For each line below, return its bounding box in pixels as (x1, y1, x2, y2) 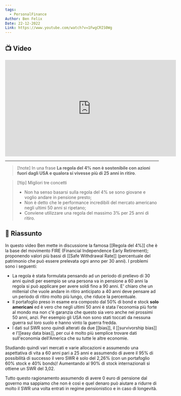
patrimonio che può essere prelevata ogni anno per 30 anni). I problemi (5, 258, 148, 264)
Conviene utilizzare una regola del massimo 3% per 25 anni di (24, 210, 149, 216)
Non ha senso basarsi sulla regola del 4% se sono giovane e (24, 189, 146, 195)
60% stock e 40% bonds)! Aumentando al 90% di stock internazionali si (5, 360, 150, 366)
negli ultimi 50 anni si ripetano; (24, 204, 86, 211)
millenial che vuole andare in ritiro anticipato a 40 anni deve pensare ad (12, 288, 156, 294)
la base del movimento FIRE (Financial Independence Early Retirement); (5, 247, 149, 253)
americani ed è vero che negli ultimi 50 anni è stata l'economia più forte (12, 304, 157, 310)
